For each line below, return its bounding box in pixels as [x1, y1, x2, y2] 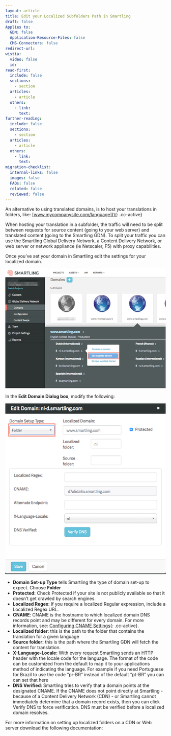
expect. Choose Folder [12, 584, 61, 590]
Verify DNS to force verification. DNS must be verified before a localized [12, 704, 164, 710]
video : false [10, 57, 38, 62]
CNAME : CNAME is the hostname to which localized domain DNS [12, 611, 150, 618]
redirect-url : [5, 46, 36, 51]
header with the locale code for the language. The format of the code [12, 655, 158, 661]
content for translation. [12, 644, 61, 650]
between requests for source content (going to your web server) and [5, 227, 150, 233]
